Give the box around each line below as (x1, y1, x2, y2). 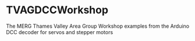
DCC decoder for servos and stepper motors (6, 28, 114, 35)
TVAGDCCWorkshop (6, 3, 109, 17)
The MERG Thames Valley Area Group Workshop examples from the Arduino (6, 23, 190, 29)
